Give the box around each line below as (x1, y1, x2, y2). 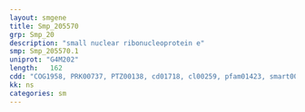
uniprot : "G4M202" (9, 55, 79, 64)
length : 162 (9, 64, 64, 73)
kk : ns (9, 80, 34, 89)
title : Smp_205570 (9, 22, 79, 31)
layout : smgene (9, 13, 67, 23)
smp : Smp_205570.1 (9, 47, 79, 56)
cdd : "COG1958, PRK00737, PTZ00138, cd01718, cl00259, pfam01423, (9, 72, 266, 81)
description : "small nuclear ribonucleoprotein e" (9, 38, 205, 48)
